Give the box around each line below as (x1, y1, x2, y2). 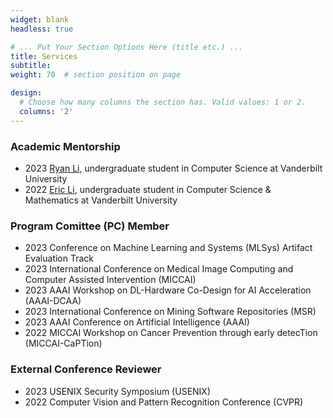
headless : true (10, 24, 74, 34)
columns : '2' (19, 106, 74, 116)
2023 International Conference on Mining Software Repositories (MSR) (24, 306, 317, 318)
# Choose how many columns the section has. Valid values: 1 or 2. (19, 97, 307, 107)
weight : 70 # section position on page (10, 70, 182, 80)
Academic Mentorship (10, 139, 121, 153)
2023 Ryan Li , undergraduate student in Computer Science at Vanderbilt (24, 162, 323, 174)
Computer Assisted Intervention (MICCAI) (24, 274, 197, 286)
